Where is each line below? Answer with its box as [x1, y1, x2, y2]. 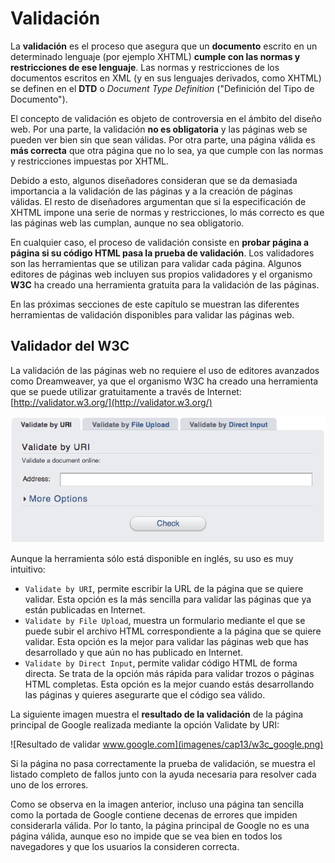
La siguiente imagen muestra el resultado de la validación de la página [10, 708, 304, 721]
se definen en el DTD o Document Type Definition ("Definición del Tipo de [10, 82, 315, 94]
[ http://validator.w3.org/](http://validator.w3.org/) [10, 396, 213, 408]
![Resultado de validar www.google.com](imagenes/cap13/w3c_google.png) [10, 738, 324, 751]
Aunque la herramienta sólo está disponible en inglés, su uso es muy [10, 553, 294, 565]
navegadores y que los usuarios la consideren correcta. [10, 841, 240, 853]
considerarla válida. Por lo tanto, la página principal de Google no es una [10, 820, 310, 832]
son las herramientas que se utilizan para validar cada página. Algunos [10, 257, 302, 269]
